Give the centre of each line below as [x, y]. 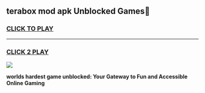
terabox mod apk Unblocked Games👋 [78, 11]
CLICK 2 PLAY [27, 51]
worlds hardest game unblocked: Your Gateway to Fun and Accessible [97, 76]
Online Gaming [26, 83]
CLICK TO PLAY [30, 29]
